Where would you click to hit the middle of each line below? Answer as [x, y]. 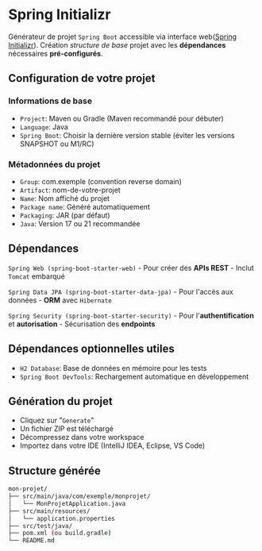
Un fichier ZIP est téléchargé [66, 429]
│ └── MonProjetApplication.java [67, 503]
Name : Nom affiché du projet [64, 198]
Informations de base [50, 101]
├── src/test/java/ [40, 526]
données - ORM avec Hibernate [60, 300]
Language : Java [44, 127]
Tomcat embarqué [37, 276]
